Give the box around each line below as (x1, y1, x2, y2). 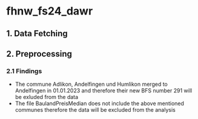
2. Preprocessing (6, 48, 73, 59)
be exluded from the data (15, 94, 79, 101)
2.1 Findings (6, 66, 42, 75)
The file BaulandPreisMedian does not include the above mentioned (15, 100, 185, 107)
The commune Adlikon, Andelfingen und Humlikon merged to (15, 80, 168, 88)
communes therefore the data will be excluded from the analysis (15, 106, 176, 114)
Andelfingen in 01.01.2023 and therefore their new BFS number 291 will (15, 87, 193, 94)
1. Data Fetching (6, 28, 68, 39)
